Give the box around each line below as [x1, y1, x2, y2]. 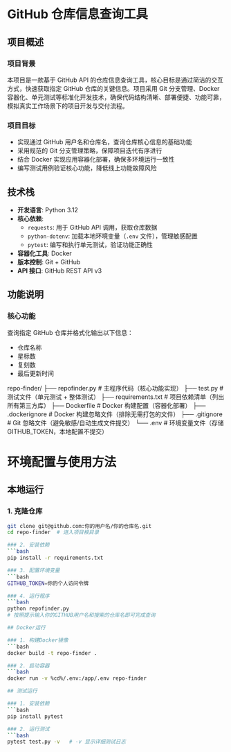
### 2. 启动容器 [7, 662, 50, 669]
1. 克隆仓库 [7, 506, 43, 516]
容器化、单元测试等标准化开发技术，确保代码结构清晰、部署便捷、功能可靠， [7, 93, 225, 101]
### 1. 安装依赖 [7, 700, 50, 708]
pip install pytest [7, 712, 64, 720]
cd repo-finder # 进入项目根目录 [7, 529, 100, 536]
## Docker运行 [7, 624, 46, 631]
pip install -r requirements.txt [7, 554, 104, 562]
